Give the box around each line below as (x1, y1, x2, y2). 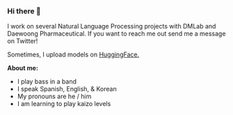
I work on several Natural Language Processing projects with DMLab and (7, 22, 216, 31)
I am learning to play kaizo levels (17, 100, 111, 108)
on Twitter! (7, 37, 38, 45)
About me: (7, 64, 38, 72)
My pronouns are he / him (17, 92, 92, 100)
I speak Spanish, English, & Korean (17, 85, 117, 93)
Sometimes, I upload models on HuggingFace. (7, 50, 140, 59)
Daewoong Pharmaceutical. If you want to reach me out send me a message (7, 29, 226, 38)
